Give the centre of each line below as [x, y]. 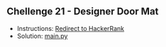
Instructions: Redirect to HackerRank [71, 28]
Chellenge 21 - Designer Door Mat [83, 12]
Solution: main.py [42, 36]
